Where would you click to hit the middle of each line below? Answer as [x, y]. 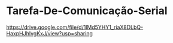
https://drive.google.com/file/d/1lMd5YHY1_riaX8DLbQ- [75, 27]
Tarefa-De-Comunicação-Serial [87, 11]
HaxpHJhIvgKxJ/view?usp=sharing [49, 33]
